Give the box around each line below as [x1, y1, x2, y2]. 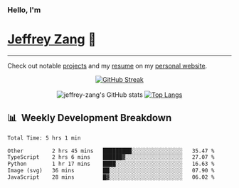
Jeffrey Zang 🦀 [7, 31, 97, 48]
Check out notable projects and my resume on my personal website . [7, 61, 208, 70]
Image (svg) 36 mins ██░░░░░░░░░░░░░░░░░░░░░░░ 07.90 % [7, 167, 215, 174]
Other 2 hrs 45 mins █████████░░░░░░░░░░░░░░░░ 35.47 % [7, 147, 215, 155]
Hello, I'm [7, 5, 41, 15]
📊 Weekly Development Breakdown [7, 112, 172, 124]
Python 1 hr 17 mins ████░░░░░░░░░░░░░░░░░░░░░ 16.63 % [7, 160, 215, 168]
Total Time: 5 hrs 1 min [7, 134, 81, 142]
